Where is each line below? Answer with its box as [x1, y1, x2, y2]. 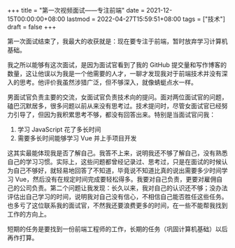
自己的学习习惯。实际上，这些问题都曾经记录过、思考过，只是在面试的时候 [7, 158, 222, 166]
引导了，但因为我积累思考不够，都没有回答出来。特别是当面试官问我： [13, 110, 215, 119]
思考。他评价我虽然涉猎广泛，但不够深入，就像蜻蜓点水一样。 [19, 78, 197, 86]
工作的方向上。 [7, 210, 50, 218]
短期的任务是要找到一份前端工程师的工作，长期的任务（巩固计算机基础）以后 [7, 225, 228, 233]
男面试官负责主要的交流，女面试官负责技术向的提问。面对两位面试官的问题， [7, 93, 228, 101]
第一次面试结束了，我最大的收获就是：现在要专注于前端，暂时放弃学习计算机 [7, 37, 228, 45]
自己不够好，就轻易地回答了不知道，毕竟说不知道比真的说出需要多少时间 [13, 166, 222, 175]
